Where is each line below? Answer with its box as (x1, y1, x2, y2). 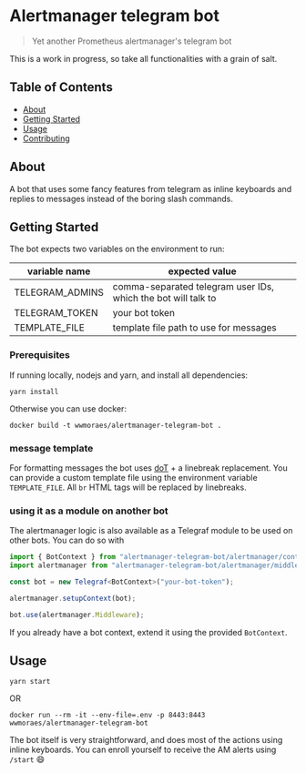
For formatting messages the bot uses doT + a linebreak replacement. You (9, 462, 289, 473)
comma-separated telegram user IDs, (112, 280, 275, 293)
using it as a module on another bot (9, 504, 168, 517)
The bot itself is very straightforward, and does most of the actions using (9, 735, 283, 746)
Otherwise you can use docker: (9, 402, 127, 414)
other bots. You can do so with (9, 534, 125, 546)
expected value (168, 265, 237, 278)
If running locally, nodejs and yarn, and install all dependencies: (9, 370, 249, 381)
